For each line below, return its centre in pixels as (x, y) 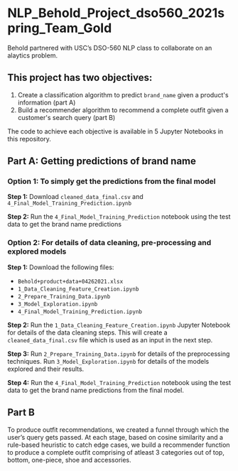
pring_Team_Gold (60, 28)
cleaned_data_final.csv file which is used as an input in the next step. (110, 340)
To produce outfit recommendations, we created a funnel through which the (118, 429)
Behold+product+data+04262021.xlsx (70, 281)
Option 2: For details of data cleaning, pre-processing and (109, 243)
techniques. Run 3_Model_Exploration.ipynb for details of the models (108, 361)
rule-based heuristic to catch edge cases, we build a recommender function (119, 445)
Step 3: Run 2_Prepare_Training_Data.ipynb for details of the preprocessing (119, 354)
